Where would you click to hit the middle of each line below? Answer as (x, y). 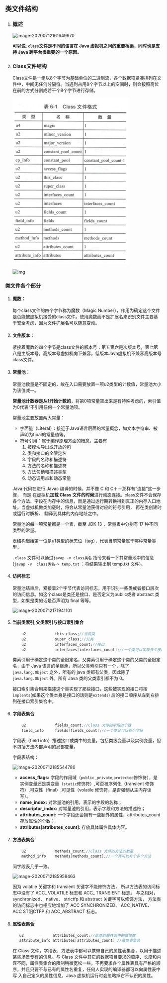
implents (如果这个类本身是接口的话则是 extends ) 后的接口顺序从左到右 (83, 695)
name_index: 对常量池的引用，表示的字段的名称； (71, 802)
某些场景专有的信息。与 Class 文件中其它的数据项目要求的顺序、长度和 (84, 957)
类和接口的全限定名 (47, 453)
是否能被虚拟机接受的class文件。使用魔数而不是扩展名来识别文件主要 (83, 317)
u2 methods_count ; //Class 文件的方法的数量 (78, 851)
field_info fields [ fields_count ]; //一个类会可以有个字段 (82, 730)
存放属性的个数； (37, 821)
